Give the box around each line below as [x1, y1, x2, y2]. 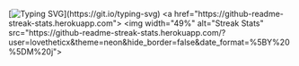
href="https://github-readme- [173, 9, 285, 19]
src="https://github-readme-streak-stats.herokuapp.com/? [8, 28, 226, 37]
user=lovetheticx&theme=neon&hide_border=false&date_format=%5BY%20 [8, 37, 290, 47]
